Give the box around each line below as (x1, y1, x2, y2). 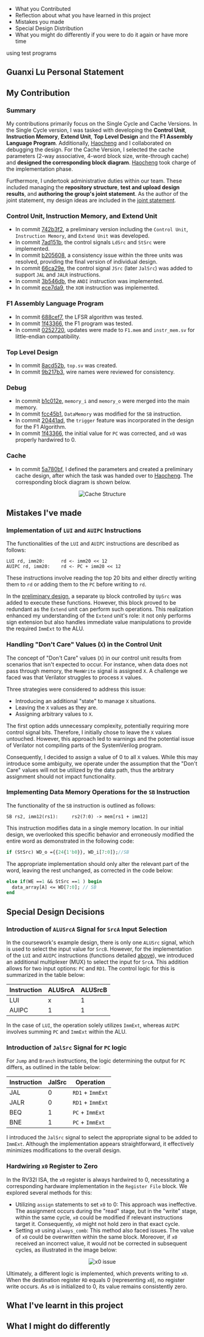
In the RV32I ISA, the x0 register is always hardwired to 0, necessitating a (6, 1176, 189, 1183)
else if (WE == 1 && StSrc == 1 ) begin (6, 878, 102, 884)
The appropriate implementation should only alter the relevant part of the (6, 860, 189, 867)
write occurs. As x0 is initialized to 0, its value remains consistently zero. (6, 1283, 188, 1290)
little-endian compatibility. (15, 333, 81, 340)
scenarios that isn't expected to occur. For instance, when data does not (6, 660, 188, 668)
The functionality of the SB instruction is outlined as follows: (6, 802, 156, 809)
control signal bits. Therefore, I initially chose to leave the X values (6, 729, 172, 736)
